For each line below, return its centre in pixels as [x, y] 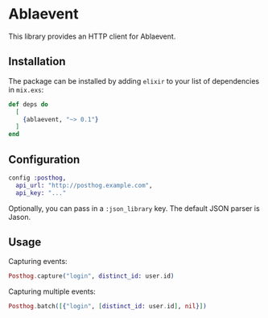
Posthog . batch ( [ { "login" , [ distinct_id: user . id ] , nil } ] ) [107, 307]
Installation [37, 62]
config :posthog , [37, 178]
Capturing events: [38, 262]
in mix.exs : [26, 89]
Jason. [19, 217]
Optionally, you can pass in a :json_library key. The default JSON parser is [134, 208]
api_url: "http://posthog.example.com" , [84, 185]
